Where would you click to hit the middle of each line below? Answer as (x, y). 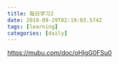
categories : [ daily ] (38, 33)
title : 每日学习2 (31, 14)
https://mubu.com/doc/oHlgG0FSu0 (60, 53)
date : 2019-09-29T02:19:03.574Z (55, 20)
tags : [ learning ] (33, 26)
